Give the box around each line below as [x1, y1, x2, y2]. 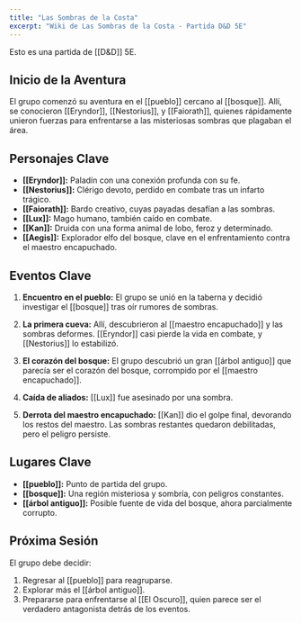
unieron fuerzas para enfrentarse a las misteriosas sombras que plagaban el [9, 115, 292, 126]
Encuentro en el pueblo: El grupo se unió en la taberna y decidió [22, 292, 263, 302]
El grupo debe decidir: [9, 557, 92, 568]
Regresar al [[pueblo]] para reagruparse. [22, 574, 173, 585]
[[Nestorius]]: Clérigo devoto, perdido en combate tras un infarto [22, 185, 265, 195]
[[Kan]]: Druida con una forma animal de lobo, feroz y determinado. [22, 222, 274, 234]
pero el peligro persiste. [22, 429, 111, 439]
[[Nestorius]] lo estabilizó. [22, 338, 120, 348]
